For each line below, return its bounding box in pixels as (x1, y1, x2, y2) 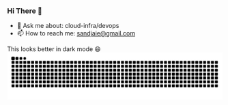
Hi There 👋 (7, 6, 42, 16)
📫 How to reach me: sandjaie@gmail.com (16, 29, 135, 37)
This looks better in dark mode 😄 (7, 45, 101, 53)
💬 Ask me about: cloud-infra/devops (16, 22, 119, 30)
